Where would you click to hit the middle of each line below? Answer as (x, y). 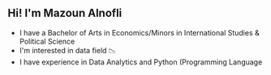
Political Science (47, 41)
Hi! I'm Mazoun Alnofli (65, 13)
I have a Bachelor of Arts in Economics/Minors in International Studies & (140, 32)
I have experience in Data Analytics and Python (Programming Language (141, 62)
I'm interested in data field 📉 (68, 50)
